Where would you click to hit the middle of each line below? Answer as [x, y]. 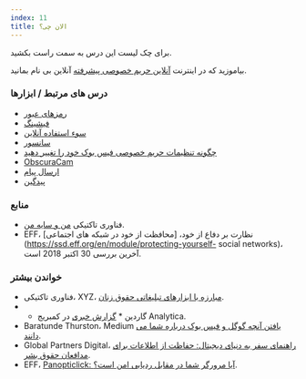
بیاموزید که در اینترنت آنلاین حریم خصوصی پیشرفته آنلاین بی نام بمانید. [128, 70]
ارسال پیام [41, 171]
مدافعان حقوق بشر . [57, 355]
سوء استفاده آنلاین [55, 132]
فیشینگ [36, 123]
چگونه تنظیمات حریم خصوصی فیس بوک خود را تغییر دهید [120, 152]
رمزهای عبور [45, 113]
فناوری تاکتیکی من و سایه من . [74, 225]
